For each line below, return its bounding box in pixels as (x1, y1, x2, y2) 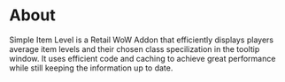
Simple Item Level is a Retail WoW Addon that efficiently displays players (9, 34, 274, 45)
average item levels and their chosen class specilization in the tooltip (9, 43, 260, 54)
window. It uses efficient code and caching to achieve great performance (9, 53, 276, 63)
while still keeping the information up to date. (9, 63, 173, 73)
